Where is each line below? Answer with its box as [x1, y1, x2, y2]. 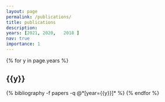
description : [6, 24, 38, 31]
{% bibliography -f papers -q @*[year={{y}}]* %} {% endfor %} [6, 89, 160, 96]
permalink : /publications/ [6, 14, 72, 20]
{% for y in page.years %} [6, 57, 69, 64]
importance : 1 [6, 41, 41, 47]
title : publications [6, 19, 57, 25]
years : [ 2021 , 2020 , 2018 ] [6, 30, 80, 36]
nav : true [6, 36, 30, 41]
